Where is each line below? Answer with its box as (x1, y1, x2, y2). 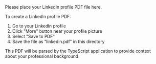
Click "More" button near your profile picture (12, 28, 103, 34)
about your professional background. (5, 53, 80, 59)
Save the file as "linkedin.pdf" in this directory (12, 39, 105, 44)
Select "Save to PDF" (12, 34, 55, 39)
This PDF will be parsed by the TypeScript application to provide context (5, 48, 151, 54)
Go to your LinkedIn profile (12, 23, 66, 29)
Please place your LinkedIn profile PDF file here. (5, 4, 102, 10)
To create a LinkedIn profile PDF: (5, 14, 71, 19)
